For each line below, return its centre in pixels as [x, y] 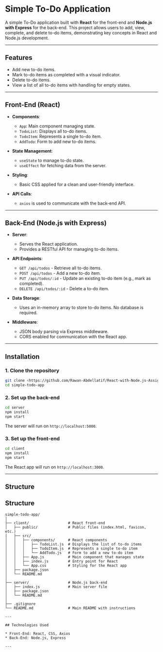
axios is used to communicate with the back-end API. [73, 203]
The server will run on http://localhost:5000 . [51, 426]
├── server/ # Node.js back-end [56, 582]
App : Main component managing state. [57, 126]
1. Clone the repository [32, 370]
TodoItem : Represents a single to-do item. [60, 136]
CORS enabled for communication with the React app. [73, 337]
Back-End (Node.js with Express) [56, 223]
